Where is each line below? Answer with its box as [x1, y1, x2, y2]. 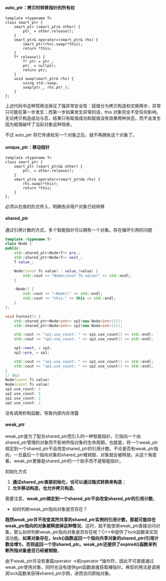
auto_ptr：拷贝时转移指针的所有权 [5, 4, 75, 10]
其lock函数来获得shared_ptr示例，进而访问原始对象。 [5, 570, 114, 576]
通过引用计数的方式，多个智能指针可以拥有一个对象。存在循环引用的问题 [5, 227, 152, 233]
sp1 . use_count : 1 [5, 387, 41, 392]
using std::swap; [23, 81, 58, 86]
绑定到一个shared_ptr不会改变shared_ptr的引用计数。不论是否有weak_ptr [5, 445, 154, 452]
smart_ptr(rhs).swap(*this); [23, 42, 83, 47]
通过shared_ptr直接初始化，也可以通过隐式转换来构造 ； [12, 479, 127, 485]
